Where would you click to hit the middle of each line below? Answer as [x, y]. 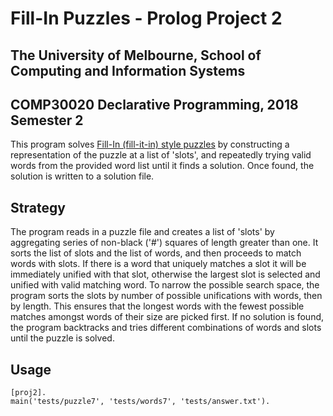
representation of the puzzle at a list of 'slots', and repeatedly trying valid [161, 155]
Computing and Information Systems [128, 70]
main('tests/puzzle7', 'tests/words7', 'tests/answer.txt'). [140, 402]
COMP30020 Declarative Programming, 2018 [154, 104]
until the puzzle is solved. [62, 338]
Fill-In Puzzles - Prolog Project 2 [146, 18]
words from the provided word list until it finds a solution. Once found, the [162, 166]
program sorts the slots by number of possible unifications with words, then [166, 296]
